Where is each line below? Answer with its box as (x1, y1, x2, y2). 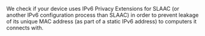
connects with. (6, 24, 44, 31)
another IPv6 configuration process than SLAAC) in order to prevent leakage (6, 11, 199, 19)
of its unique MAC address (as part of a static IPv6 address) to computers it (6, 18, 197, 25)
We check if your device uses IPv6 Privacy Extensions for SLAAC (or (6, 5, 179, 12)
